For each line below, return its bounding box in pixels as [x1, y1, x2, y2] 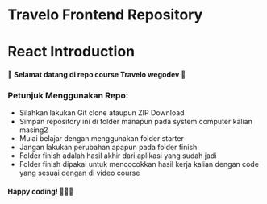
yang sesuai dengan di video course [19, 168, 140, 178]
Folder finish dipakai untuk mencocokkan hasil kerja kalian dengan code [19, 160, 260, 169]
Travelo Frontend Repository [7, 6, 203, 24]
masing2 [19, 125, 49, 135]
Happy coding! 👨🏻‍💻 [7, 186, 74, 196]
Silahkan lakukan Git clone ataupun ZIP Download [19, 108, 185, 118]
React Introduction [7, 43, 136, 61]
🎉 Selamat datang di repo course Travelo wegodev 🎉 [7, 69, 186, 79]
